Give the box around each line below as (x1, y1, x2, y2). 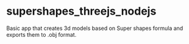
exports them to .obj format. (6, 31, 77, 38)
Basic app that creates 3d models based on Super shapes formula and (6, 24, 184, 32)
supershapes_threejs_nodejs (6, 4, 157, 18)
